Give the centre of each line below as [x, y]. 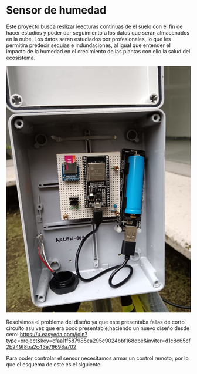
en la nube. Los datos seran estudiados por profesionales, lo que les [89, 39]
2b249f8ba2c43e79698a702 [41, 346]
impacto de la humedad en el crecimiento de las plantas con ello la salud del [98, 51]
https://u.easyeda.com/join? [54, 334]
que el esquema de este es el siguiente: [54, 364]
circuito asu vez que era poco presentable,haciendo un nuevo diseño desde [98, 328]
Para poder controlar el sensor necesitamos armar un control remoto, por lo [97, 358]
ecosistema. [21, 58]
